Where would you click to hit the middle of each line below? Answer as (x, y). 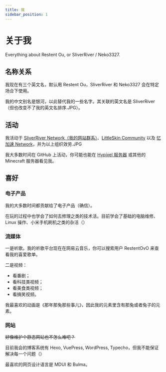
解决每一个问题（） (25, 354)
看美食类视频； (28, 288)
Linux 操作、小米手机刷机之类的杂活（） (46, 222)
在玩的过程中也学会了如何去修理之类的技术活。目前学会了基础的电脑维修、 (82, 216)
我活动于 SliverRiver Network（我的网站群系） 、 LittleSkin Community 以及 (80, 138)
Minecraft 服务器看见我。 (31, 161)
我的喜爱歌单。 (25, 254)
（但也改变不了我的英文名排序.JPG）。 (44, 108)
